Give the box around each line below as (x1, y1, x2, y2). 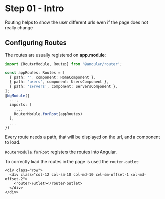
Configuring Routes (5, 39, 66, 47)
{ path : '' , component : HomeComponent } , (9, 75, 96, 80)
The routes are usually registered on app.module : (5, 52, 106, 58)
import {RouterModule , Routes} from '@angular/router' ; (5, 61, 122, 66)
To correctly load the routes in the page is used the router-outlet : (5, 159, 140, 164)
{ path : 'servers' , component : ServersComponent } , (9, 84, 118, 89)
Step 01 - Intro (5, 3, 64, 14)
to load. (5, 139, 21, 145)
